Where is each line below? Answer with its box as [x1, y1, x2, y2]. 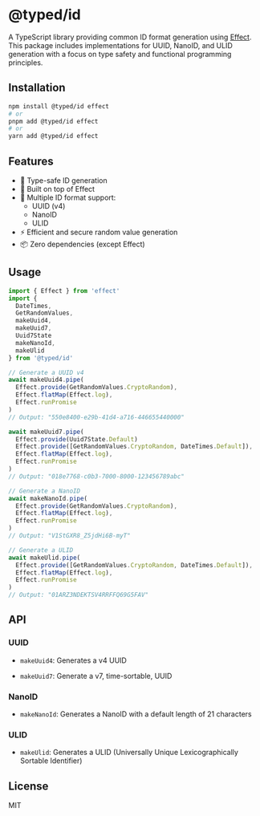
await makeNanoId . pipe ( [8, 494, 88, 502]
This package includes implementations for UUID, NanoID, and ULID [8, 40, 233, 50]
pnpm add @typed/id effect [8, 117, 99, 125]
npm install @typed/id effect [8, 102, 110, 110]
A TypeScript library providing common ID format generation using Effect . [8, 32, 252, 42]
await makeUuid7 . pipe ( [8, 428, 84, 436]
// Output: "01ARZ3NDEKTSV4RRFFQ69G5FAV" [8, 591, 149, 599]
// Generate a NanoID [8, 487, 81, 495]
